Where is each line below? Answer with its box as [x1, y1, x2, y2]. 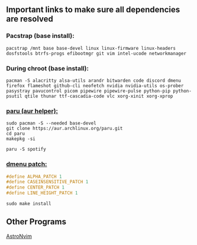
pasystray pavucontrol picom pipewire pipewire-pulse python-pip [6, 88, 170, 94]
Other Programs [6, 217, 67, 227]
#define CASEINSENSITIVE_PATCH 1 [6, 179, 89, 185]
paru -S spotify [6, 147, 46, 152]
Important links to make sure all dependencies [6, 5, 180, 15]
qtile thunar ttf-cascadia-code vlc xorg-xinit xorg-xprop [24, 93, 173, 99]
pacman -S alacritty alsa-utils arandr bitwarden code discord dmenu [6, 77, 182, 84]
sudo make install [6, 201, 51, 207]
